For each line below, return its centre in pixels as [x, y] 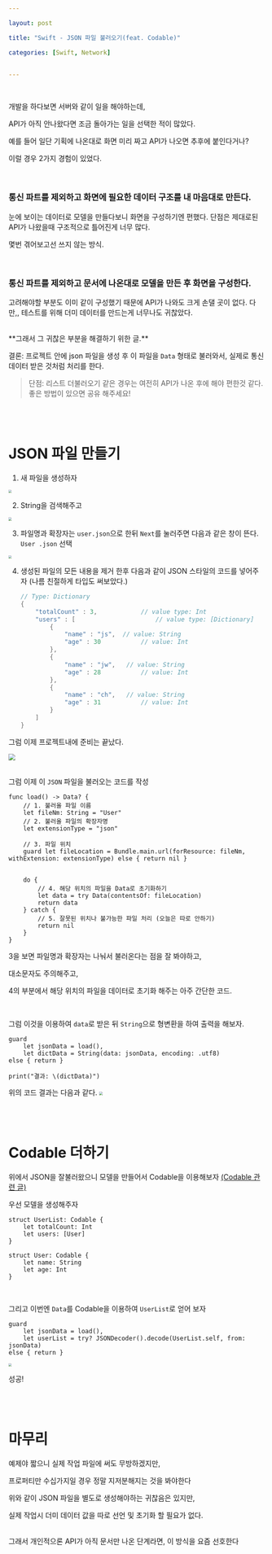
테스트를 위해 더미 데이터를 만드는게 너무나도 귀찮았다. [107, 312]
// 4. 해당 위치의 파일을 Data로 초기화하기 [102, 888]
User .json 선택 [46, 543]
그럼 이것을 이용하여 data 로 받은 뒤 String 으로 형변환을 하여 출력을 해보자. [126, 1023]
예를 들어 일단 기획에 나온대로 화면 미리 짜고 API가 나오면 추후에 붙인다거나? [129, 141]
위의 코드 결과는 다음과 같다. [53, 1092]
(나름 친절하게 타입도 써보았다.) [79, 581]
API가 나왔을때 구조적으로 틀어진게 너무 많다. [79, 227]
